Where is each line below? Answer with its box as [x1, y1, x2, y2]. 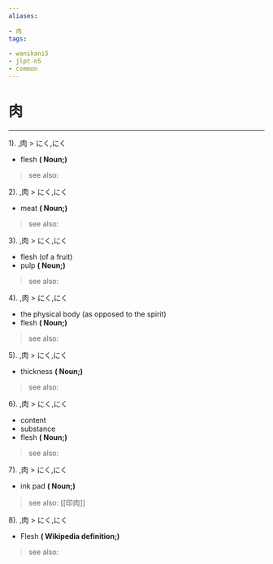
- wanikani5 [8, 50, 49, 58]
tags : [8, 34, 27, 43]
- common [8, 65, 38, 73]
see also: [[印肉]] [28, 497, 85, 507]
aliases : [8, 11, 38, 20]
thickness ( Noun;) [19, 366, 84, 376]
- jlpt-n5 [8, 58, 42, 66]
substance [19, 424, 56, 433]
